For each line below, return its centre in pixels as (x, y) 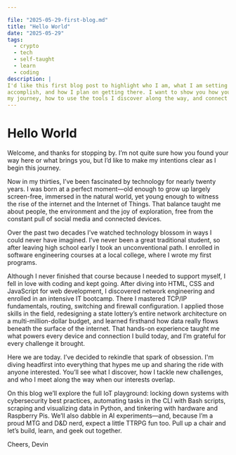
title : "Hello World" (39, 26)
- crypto (26, 46)
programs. (22, 263)
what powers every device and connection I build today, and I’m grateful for (117, 336)
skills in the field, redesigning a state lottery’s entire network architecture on (117, 313)
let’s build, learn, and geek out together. (65, 431)
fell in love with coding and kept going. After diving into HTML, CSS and (111, 284)
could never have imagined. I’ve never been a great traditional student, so (114, 240)
